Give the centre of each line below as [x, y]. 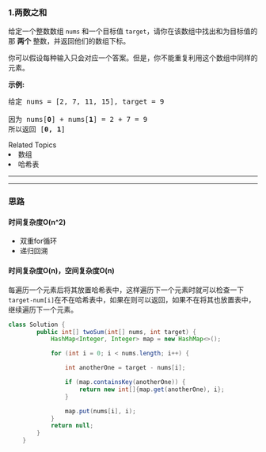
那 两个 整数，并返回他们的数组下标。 [69, 41]
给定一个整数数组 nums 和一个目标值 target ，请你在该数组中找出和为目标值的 [133, 31]
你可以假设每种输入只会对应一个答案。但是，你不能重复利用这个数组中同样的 [133, 58]
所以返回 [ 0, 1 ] [37, 129]
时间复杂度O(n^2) [37, 222]
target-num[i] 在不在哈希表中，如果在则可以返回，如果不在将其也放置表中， [132, 299]
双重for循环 [38, 241]
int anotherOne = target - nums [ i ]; [125, 368]
